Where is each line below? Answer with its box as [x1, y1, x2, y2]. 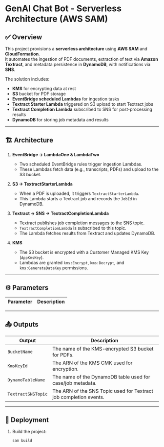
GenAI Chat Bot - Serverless [5, 3, 122, 14]
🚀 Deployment [5, 416, 49, 424]
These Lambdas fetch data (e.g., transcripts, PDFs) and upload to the [19, 166, 159, 172]
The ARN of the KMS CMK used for [52, 359, 133, 366]
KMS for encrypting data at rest [12, 86, 76, 91]
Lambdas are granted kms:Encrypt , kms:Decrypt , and [19, 259, 124, 265]
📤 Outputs [5, 320, 39, 329]
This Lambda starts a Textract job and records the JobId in [19, 195, 137, 201]
